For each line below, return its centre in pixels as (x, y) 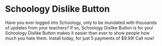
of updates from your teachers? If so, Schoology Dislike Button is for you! (79, 27)
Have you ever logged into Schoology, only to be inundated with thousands (81, 23)
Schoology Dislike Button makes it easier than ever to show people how (77, 33)
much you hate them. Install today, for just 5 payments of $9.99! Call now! (80, 38)
